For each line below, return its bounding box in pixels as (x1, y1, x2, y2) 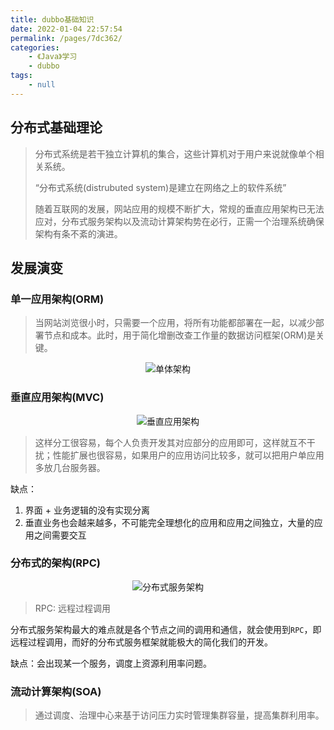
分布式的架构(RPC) (10, 556, 101, 570)
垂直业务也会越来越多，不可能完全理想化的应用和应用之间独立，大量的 (24, 516, 315, 528)
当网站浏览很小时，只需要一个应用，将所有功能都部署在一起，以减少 (34, 317, 316, 329)
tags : (10, 71, 33, 81)
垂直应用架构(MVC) (10, 391, 105, 405)
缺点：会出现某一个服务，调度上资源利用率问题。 (10, 657, 212, 669)
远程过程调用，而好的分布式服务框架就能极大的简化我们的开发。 (10, 636, 273, 648)
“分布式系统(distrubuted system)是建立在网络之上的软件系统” (34, 181, 287, 193)
